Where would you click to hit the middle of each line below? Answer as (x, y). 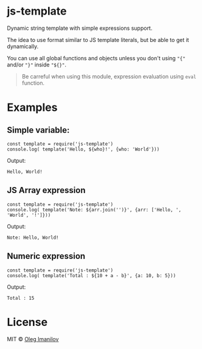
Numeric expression (46, 256)
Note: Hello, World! (33, 238)
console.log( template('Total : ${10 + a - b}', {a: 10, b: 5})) (91, 275)
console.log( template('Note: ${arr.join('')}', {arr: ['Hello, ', (94, 210)
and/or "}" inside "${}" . (37, 65)
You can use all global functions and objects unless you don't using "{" (96, 58)
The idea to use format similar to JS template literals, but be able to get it (98, 40)
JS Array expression (46, 190)
